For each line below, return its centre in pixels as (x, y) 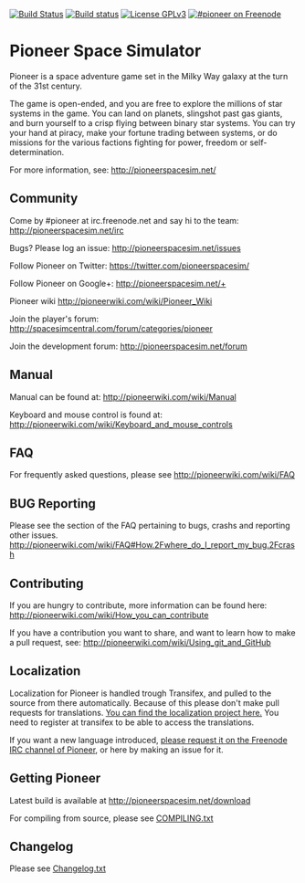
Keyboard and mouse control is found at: (86, 415)
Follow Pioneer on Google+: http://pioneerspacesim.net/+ (118, 283)
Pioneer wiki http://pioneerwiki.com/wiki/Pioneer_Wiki (111, 300)
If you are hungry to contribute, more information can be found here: (138, 605)
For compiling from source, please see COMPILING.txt (111, 818)
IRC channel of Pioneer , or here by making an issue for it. (116, 750)
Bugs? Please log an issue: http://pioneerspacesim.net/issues (126, 247)
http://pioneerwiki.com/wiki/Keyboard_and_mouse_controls (121, 424)
